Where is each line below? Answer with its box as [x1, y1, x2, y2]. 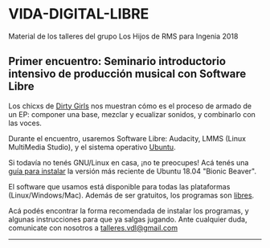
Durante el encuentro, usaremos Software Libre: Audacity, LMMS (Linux [8, 133, 247, 143]
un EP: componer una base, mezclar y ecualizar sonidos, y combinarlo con [8, 109, 256, 119]
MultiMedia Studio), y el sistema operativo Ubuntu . [8, 142, 176, 152]
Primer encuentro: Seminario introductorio [8, 55, 227, 68]
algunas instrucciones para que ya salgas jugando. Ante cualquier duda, [8, 214, 247, 224]
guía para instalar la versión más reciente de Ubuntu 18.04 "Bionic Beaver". [8, 166, 257, 176]
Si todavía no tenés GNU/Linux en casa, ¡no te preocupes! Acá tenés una [8, 157, 249, 167]
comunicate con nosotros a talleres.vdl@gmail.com [8, 222, 178, 233]
